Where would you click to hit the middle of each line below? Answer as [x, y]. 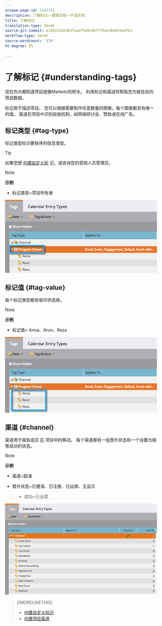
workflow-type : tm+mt [27, 36]
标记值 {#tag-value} [35, 288]
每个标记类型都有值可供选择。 [34, 300]
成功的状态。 [22, 446]
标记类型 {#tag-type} [37, 131]
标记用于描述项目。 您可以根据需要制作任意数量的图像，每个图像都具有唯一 [80, 108]
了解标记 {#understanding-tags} [71, 77]
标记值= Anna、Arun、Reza [39, 330]
